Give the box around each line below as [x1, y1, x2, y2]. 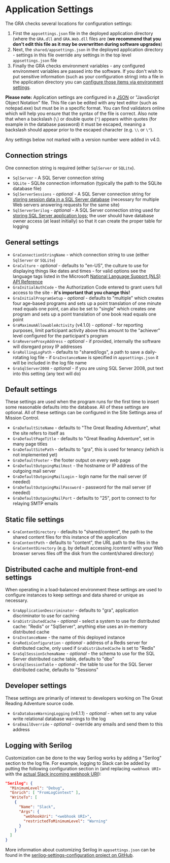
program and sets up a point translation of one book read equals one [12, 311, 157, 317]
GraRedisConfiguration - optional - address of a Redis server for [12, 640, 148, 646]
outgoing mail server [12, 468, 56, 474]
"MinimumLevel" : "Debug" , [10, 785, 65, 791]
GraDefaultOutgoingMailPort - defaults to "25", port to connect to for [12, 495, 156, 501]
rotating [12, 354, 29, 360]
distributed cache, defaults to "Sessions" [12, 667, 99, 673]
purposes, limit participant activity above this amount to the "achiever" [12, 327, 161, 333]
